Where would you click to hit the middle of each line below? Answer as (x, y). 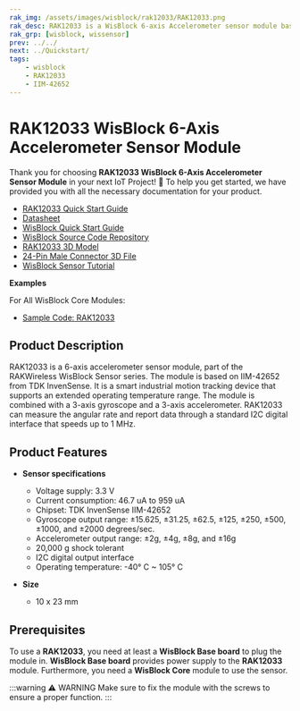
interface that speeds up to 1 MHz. (73, 424)
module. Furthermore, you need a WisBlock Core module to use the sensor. (149, 670)
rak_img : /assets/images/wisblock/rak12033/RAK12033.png (117, 17)
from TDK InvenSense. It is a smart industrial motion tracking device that (143, 386)
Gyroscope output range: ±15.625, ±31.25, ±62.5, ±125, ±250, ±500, (161, 520)
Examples (28, 283)
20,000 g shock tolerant (80, 548)
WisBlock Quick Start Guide (73, 227)
